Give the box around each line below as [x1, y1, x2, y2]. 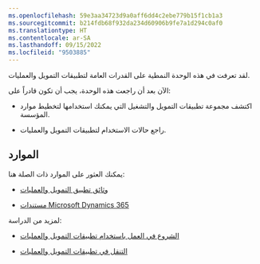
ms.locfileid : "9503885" [8, 49, 91, 56]
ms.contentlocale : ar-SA [8, 33, 91, 42]
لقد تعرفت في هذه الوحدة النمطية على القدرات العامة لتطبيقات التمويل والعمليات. [8, 71, 250, 80]
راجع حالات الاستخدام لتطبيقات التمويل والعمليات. [19, 125, 167, 134]
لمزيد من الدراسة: [8, 215, 62, 225]
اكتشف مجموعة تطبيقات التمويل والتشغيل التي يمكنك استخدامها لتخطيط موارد [19, 101, 253, 111]
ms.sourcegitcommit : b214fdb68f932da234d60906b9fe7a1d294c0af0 [8, 19, 223, 27]
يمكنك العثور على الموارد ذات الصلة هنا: [8, 169, 125, 179]
